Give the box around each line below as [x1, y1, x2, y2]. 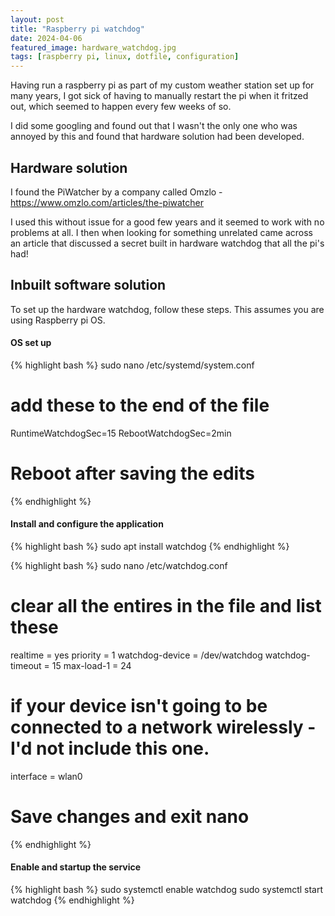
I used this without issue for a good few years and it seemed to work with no [10, 216, 325, 228]
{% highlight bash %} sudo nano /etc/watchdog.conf [10, 560, 228, 572]
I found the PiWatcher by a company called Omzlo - [10, 186, 223, 198]
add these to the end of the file [10, 394, 270, 417]
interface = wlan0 [10, 770, 83, 782]
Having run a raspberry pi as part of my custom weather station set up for [10, 79, 315, 91]
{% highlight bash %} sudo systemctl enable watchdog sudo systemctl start [10, 884, 324, 896]
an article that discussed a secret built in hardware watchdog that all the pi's [10, 237, 325, 249]
